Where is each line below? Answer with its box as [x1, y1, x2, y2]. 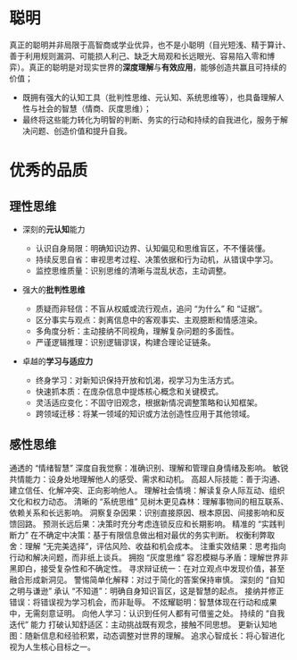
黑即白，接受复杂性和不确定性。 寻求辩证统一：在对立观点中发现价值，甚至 [9, 563, 285, 573]
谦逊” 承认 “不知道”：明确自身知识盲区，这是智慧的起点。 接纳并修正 [32, 585, 285, 596]
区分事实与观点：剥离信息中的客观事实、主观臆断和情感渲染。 [35, 314, 263, 325]
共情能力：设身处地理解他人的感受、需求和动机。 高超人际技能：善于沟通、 [9, 473, 285, 484]
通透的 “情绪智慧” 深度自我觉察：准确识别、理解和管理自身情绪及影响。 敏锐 [9, 462, 289, 473]
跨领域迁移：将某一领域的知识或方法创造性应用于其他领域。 [35, 408, 255, 419]
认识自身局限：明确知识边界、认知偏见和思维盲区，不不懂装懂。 [35, 242, 270, 253]
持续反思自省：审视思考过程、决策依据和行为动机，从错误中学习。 [35, 254, 278, 265]
